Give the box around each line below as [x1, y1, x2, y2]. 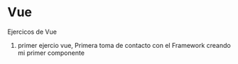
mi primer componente [17, 49, 85, 57]
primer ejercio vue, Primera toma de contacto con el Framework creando [17, 41, 231, 49]
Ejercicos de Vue [7, 27, 57, 36]
